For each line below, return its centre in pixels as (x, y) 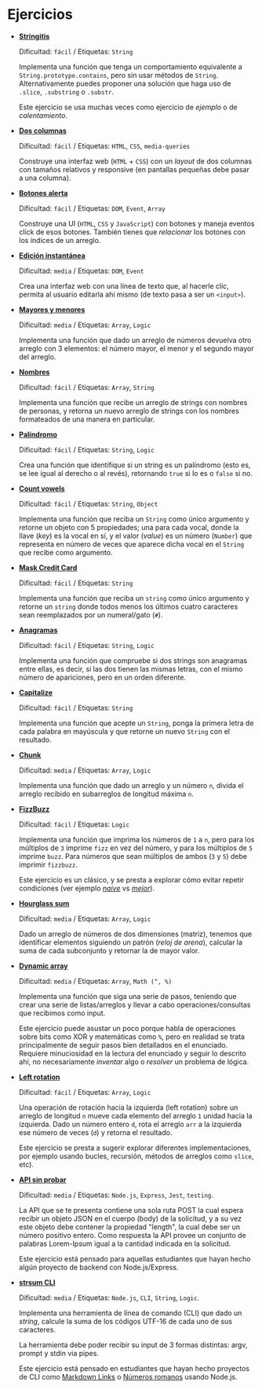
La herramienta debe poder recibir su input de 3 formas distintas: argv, (133, 1345)
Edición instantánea (52, 255)
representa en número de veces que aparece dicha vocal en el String (131, 543)
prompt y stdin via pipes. (59, 1353)
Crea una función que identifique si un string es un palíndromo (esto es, (135, 465)
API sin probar (42, 1179)
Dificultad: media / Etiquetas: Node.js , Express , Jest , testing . (116, 1195)
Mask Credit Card (48, 567)
